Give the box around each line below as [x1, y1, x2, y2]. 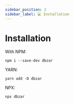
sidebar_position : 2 [5, 7, 47, 12]
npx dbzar [5, 94, 25, 99]
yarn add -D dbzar [5, 76, 42, 81]
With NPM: [5, 49, 27, 55]
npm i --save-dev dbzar [5, 58, 53, 63]
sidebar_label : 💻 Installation [5, 12, 70, 17]
